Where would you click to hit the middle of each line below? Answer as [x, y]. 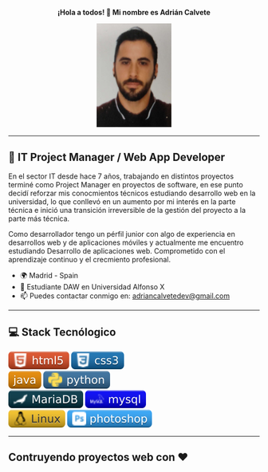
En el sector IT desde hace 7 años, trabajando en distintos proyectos [121, 176]
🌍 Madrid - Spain [49, 275]
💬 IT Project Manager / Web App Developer [117, 157]
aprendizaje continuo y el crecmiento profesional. [90, 259]
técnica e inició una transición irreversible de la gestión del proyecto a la [127, 210]
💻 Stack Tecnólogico [62, 332]
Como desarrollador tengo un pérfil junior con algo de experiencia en [122, 234]
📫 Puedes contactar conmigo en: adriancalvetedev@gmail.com [125, 296]
